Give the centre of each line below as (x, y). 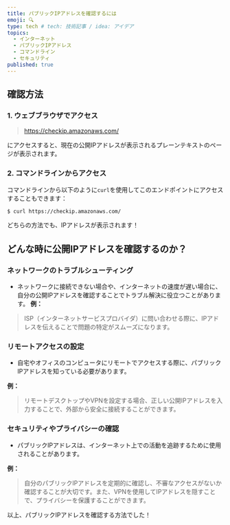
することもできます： (37, 198)
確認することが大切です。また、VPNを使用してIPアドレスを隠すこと (120, 491)
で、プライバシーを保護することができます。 (87, 500)
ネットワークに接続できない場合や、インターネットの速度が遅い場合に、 (119, 287)
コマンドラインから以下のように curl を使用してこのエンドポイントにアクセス (115, 189)
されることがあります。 (50, 453)
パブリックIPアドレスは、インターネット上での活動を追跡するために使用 (119, 445)
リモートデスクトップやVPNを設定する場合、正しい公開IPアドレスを (120, 400)
